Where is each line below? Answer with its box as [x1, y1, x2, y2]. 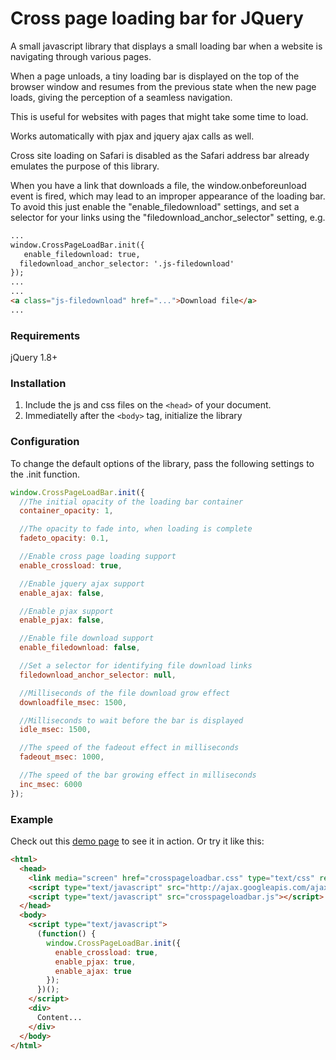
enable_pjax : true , [54, 957, 137, 967]
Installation [10, 377, 67, 391]
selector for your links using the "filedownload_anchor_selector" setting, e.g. [10, 211, 326, 223]
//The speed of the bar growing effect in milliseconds [19, 770, 257, 781]
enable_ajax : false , [19, 588, 105, 598]
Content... [36, 1012, 83, 1022]
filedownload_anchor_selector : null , [19, 670, 177, 680]
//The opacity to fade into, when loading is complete [19, 524, 253, 534]
